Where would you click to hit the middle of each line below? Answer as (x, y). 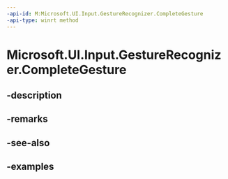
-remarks (27, 119)
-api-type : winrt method (43, 20)
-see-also (28, 143)
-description (34, 95)
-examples (30, 167)
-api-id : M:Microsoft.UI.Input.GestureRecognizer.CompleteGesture (105, 14)
